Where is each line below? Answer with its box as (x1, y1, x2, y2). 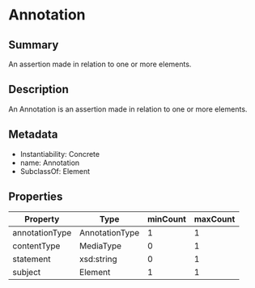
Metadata (8, 128, 58, 142)
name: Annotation (19, 158, 80, 167)
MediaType (79, 240, 122, 252)
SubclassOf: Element (19, 166, 91, 176)
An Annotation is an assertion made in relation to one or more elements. (8, 104, 248, 114)
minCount (147, 214, 186, 225)
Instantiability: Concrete (19, 149, 100, 159)
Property (23, 214, 60, 225)
